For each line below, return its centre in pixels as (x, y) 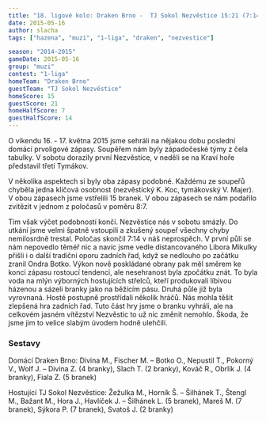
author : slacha (33, 30)
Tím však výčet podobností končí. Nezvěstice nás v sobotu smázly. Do (123, 222)
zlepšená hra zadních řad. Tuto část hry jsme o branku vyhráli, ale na (121, 306)
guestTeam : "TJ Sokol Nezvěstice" (65, 89)
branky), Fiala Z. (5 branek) (53, 378)
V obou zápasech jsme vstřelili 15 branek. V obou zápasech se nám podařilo (133, 198)
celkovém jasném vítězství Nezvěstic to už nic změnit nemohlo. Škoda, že (129, 314)
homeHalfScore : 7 (37, 111)
